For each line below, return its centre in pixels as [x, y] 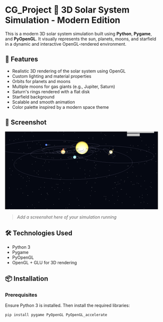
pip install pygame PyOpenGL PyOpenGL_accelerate [56, 315]
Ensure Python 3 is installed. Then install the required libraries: [67, 305]
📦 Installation [27, 279]
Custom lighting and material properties [52, 76]
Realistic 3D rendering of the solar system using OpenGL [69, 71]
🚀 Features [22, 59]
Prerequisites [21, 295]
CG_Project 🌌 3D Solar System [67, 10]
